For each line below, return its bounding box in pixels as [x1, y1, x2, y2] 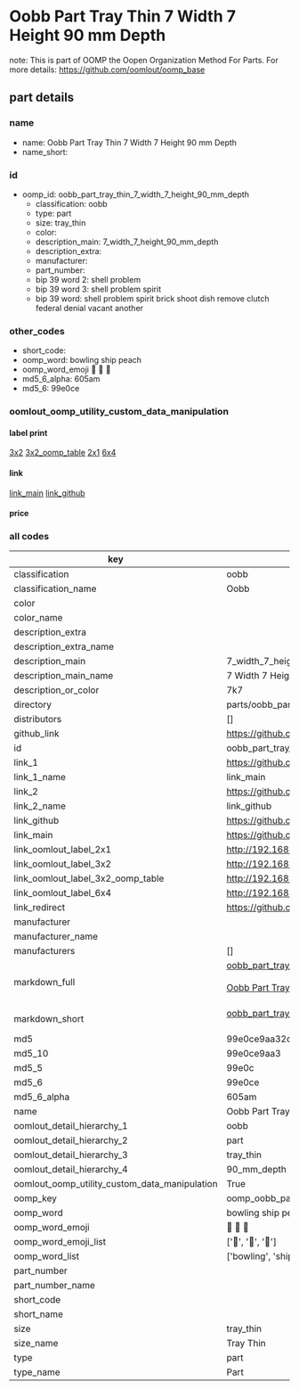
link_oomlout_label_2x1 [13, 843, 112, 856]
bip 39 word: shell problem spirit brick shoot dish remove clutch [35, 292, 270, 304]
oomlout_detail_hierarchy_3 [13, 1148, 128, 1161]
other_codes [9, 325, 65, 337]
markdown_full [13, 976, 76, 989]
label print [9, 427, 48, 438]
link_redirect [13, 901, 66, 914]
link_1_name [13, 771, 67, 784]
